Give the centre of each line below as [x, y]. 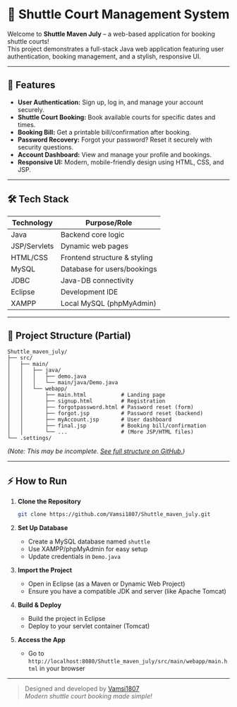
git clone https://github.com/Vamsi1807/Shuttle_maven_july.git [114, 515]
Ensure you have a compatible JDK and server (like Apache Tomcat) [127, 591]
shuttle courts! [28, 41]
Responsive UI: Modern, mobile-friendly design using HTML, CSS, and [121, 162]
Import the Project [45, 570]
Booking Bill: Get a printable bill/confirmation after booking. [104, 132]
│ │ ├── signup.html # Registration [86, 401]
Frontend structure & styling [107, 257]
